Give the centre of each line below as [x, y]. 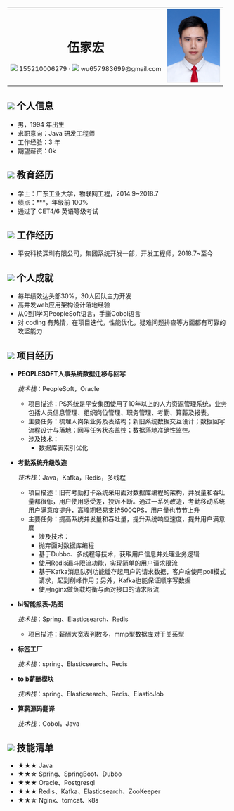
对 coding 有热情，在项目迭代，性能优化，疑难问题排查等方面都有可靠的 [122, 323]
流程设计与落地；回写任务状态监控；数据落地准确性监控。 [111, 430]
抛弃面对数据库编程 [66, 545]
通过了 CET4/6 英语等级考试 [58, 211]
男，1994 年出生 [41, 124]
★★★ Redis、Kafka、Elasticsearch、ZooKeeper [89, 791]
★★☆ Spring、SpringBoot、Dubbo [70, 774]
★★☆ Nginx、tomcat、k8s [58, 800]
